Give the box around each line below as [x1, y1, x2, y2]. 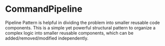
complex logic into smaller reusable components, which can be [5, 30, 134, 36]
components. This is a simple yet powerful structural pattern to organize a [5, 24, 156, 30]
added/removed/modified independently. [5, 35, 89, 41]
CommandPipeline [5, 3, 82, 15]
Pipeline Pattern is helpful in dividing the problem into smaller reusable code [5, 20, 160, 25]
